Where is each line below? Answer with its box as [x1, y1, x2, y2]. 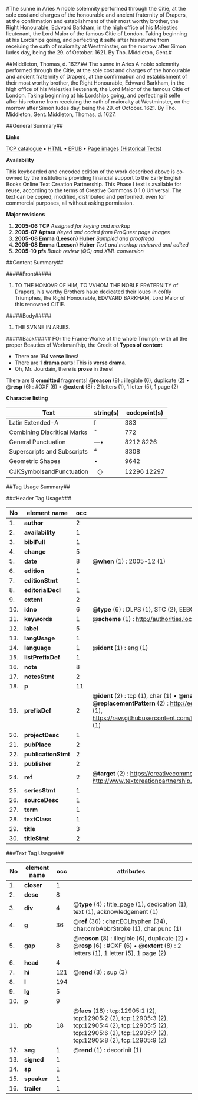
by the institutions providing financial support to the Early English [24, 174, 182, 181]
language [24, 644, 51, 652]
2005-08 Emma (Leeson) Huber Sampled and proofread [14, 235, 155, 242]
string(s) [94, 409, 120, 416]
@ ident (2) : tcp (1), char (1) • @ [92, 692, 184, 700]
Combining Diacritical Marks [9, 428, 87, 436]
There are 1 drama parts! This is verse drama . [14, 359, 127, 366]
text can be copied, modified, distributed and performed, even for [6, 193, 166, 200]
